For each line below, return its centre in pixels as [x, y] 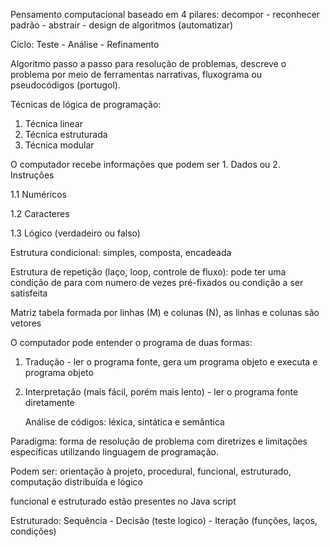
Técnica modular [59, 145]
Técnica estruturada [66, 134]
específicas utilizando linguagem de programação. [115, 452]
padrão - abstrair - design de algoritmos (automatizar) [122, 25]
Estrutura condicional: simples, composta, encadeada [121, 252]
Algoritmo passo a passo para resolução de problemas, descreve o [148, 63]
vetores [26, 323]
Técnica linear [53, 123]
